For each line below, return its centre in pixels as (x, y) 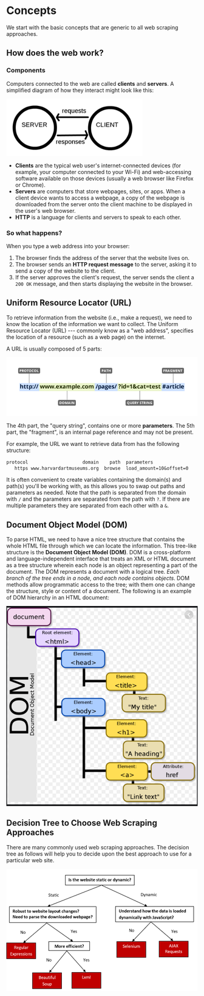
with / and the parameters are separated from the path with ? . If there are (98, 499)
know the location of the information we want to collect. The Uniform (92, 324)
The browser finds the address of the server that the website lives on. (102, 258)
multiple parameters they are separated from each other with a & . (87, 506)
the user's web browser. (45, 211)
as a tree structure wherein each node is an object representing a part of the (102, 565)
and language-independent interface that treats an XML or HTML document (101, 559)
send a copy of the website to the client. (65, 271)
